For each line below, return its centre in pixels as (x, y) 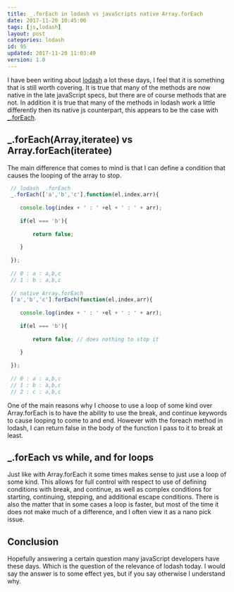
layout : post (26, 34)
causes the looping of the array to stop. (64, 175)
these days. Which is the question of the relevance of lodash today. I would (116, 567)
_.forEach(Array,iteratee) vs (70, 140)
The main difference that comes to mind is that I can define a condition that (116, 167)
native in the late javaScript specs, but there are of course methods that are (117, 95)
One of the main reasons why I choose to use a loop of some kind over (110, 405)
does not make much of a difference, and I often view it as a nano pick (109, 512)
